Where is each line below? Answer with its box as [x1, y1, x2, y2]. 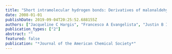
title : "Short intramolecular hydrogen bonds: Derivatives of [5, 7, 141, 13]
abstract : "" [5, 31, 33, 37]
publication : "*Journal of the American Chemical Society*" [5, 41, 137, 46]
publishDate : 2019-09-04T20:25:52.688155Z [5, 17, 97, 22]
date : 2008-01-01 [5, 12, 42, 17]
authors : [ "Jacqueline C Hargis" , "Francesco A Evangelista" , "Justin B [5, 22, 164, 27]
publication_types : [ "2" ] [5, 27, 60, 32]
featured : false [5, 37, 40, 42]
